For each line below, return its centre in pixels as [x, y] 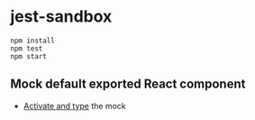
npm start [29, 56]
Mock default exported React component [128, 84]
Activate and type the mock [74, 106]
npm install [32, 41]
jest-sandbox [61, 17]
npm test [27, 48]
